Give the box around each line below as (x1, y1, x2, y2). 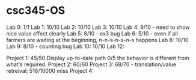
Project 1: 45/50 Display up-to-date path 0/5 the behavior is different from (6, 54, 189, 61)
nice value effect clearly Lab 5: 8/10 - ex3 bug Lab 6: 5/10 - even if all (6, 29, 179, 37)
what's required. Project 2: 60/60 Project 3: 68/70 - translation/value (6, 61, 176, 68)
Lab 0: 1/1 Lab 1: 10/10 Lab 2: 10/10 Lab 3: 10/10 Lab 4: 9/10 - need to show (6, 23, 191, 31)
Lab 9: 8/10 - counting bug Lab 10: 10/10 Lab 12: (6, 43, 124, 50)
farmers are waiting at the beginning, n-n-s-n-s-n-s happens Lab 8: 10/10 (6, 36, 189, 43)
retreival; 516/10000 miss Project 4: (6, 67, 94, 74)
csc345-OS (6, 4, 66, 17)
